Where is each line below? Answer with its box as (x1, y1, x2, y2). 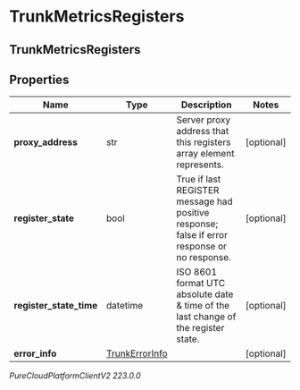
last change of (176, 310, 237, 323)
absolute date (176, 288, 234, 301)
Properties (9, 72, 70, 87)
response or (176, 240, 228, 252)
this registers (176, 136, 231, 148)
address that (176, 125, 229, 138)
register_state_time (13, 300, 98, 312)
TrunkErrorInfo (105, 347, 168, 360)
